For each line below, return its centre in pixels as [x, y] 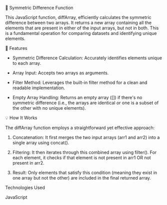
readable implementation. [39, 88]
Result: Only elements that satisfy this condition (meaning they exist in [85, 173]
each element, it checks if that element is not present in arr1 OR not [81, 158]
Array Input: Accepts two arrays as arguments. [60, 73]
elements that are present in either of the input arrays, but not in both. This [82, 28]
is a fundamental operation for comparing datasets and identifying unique [81, 33]
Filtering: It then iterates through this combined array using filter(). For [84, 152]
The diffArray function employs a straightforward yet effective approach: [80, 128]
